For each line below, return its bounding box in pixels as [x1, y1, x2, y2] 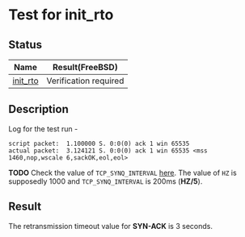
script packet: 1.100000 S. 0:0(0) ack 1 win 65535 [8, 139, 190, 148]
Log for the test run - [8, 123, 78, 134]
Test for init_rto [8, 6, 114, 24]
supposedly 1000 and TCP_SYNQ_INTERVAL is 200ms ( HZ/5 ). [8, 176, 203, 186]
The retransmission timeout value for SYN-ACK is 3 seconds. [8, 221, 213, 231]
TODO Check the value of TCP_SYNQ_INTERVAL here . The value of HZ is [8, 168, 237, 177]
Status [8, 38, 43, 52]
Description [8, 102, 69, 116]
